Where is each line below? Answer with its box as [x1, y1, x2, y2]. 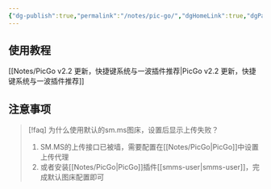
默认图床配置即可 [47, 172, 105, 182]
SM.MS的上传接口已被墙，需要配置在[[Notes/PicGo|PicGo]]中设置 [40, 142, 260, 152]
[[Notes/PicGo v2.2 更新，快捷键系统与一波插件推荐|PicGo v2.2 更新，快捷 [8, 66, 256, 76]
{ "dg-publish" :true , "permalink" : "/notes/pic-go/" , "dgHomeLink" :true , [8, 11, 248, 20]
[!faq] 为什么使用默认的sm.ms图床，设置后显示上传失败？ [27, 125, 219, 135]
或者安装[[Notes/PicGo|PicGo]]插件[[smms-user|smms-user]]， [40, 162, 252, 172]
